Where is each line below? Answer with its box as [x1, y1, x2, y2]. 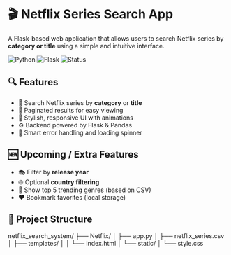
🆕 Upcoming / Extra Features [8, 149, 139, 160]
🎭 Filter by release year [17, 167, 89, 176]
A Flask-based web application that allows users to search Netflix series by [8, 34, 224, 43]
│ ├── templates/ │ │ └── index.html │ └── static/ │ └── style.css [8, 240, 204, 248]
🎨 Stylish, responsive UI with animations [17, 113, 133, 122]
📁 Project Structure [8, 213, 93, 225]
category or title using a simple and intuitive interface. [8, 41, 165, 50]
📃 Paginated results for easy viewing [17, 106, 124, 114]
